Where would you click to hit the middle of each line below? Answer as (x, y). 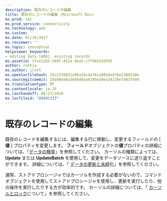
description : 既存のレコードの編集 (38, 10)
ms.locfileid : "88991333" (32, 98)
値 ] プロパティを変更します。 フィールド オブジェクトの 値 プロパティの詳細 (82, 145)
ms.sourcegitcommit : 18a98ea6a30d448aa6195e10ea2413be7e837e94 (72, 79)
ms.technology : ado (25, 28)
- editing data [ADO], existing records (48, 56)
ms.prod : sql (19, 19)
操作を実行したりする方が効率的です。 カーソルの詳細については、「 (79, 187)
